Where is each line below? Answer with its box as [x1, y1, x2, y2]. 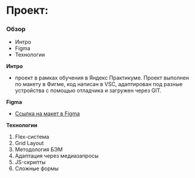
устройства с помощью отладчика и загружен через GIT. [14, 87, 162, 94]
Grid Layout [14, 140, 44, 147]
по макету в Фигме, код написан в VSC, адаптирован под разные [14, 81, 183, 88]
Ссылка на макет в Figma [14, 110, 80, 117]
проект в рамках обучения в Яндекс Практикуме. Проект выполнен [14, 74, 190, 81]
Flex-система [14, 133, 50, 140]
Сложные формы [14, 165, 59, 172]
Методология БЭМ [14, 146, 63, 153]
